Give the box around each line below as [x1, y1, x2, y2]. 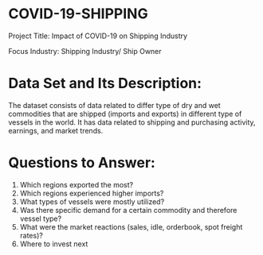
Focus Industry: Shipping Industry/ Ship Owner [8, 46, 162, 56]
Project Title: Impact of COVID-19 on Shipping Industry [8, 31, 188, 41]
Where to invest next [19, 239, 88, 249]
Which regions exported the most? [19, 180, 134, 189]
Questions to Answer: [8, 154, 155, 172]
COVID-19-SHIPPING [8, 5, 149, 23]
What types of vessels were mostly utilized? [19, 196, 165, 207]
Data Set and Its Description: [8, 75, 202, 92]
